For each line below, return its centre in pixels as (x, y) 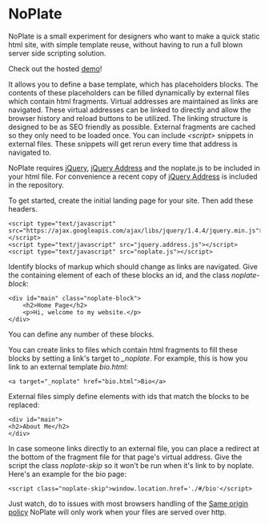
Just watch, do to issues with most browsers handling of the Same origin (128, 503)
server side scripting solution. (57, 53)
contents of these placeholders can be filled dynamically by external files (129, 92)
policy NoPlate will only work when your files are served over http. (117, 512)
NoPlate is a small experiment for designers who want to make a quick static (134, 36)
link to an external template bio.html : (68, 366)
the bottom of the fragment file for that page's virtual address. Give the (125, 457)
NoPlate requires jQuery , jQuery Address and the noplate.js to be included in (134, 168)
